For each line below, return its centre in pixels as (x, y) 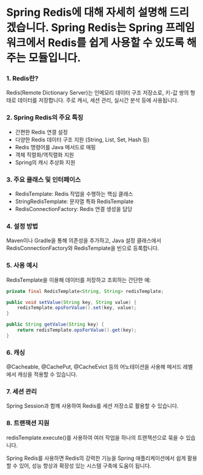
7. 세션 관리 (22, 392)
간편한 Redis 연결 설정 (42, 132)
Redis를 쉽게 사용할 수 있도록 (116, 43)
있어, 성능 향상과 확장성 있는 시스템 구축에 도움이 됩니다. (85, 465)
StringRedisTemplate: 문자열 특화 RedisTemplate (74, 201)
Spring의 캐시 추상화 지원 (45, 162)
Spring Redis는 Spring (107, 28)
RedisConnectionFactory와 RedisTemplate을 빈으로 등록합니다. (83, 248)
